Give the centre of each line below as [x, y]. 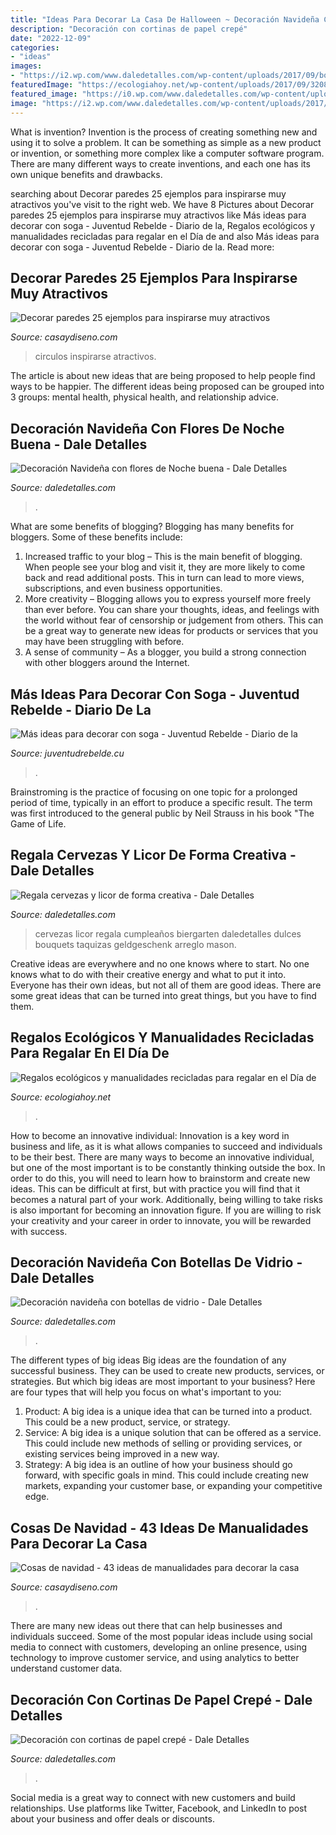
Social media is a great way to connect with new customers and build [153, 1797]
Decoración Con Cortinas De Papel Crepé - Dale [161, 1699]
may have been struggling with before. [104, 642]
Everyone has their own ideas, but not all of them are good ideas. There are [166, 985]
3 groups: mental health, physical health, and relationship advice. [144, 397]
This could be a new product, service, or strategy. [127, 1422]
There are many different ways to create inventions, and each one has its [160, 163]
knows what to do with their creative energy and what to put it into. [148, 974]
